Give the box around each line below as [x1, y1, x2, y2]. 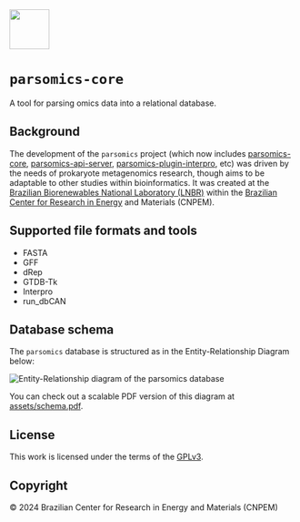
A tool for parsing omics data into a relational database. [9, 97, 216, 108]
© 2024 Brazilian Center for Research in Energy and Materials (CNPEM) [9, 502, 279, 513]
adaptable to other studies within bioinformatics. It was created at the [9, 177, 270, 188]
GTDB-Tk [22, 276, 58, 287]
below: [9, 355, 35, 367]
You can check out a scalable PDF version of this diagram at [9, 391, 235, 402]
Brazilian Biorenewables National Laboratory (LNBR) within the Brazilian [9, 187, 277, 198]
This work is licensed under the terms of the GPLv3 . [9, 451, 204, 463]
